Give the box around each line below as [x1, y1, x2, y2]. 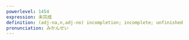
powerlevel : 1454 [6, 8, 50, 15]
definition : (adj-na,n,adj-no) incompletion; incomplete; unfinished [6, 19, 184, 25]
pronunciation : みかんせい [6, 25, 69, 31]
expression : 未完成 [6, 14, 52, 20]
